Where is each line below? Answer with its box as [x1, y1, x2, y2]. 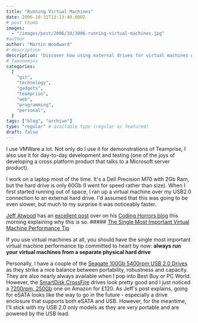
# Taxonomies [6, 58, 38, 64]
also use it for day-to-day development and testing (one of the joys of [6, 151, 175, 159]
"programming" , [16, 101, 54, 108]
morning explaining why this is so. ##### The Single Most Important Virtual [6, 218, 190, 225]
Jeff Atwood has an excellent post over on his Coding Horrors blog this [6, 212, 179, 219]
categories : [6, 63, 35, 70]
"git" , [16, 74, 33, 80]
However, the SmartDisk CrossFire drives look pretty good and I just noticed [6, 278, 191, 286]
